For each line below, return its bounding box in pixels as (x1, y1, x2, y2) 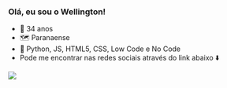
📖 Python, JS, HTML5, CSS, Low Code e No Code (19, 44, 181, 53)
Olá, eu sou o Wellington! (8, 6, 106, 17)
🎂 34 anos (19, 24, 54, 34)
